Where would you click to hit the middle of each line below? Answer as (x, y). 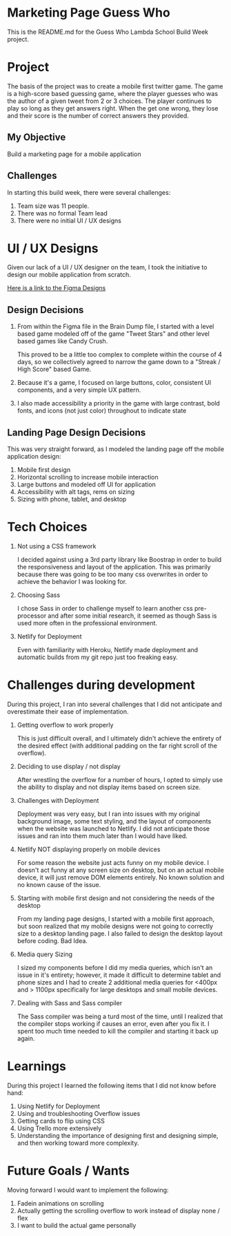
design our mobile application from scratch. (69, 275)
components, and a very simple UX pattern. (79, 390)
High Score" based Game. (54, 369)
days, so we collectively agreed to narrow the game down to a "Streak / (119, 362)
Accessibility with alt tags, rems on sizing (76, 492)
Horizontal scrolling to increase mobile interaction (88, 477)
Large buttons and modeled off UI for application (87, 484)
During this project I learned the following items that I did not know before (112, 1085)
